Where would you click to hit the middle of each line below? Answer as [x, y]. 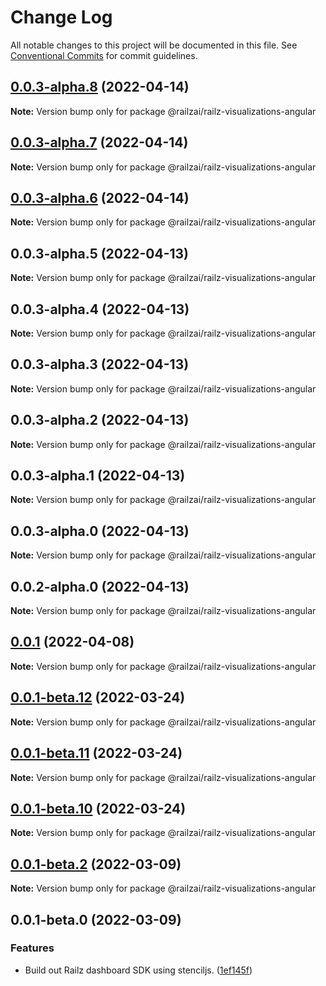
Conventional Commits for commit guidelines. [104, 55]
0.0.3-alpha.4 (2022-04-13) [100, 309]
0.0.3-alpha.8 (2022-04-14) [100, 87]
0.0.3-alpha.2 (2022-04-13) [100, 420]
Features [32, 948]
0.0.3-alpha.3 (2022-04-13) [100, 364]
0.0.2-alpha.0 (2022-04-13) [100, 586]
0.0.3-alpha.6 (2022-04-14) [100, 197]
